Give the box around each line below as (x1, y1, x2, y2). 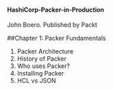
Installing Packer (16, 69, 64, 78)
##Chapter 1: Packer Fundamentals (7, 34, 106, 43)
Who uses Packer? (16, 62, 71, 70)
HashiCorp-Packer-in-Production (7, 5, 105, 14)
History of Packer (16, 55, 67, 63)
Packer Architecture (16, 47, 74, 56)
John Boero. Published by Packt (7, 21, 98, 29)
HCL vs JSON (16, 76, 56, 85)
